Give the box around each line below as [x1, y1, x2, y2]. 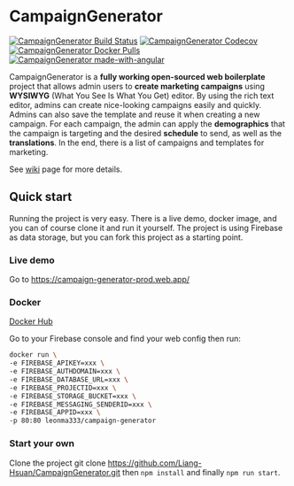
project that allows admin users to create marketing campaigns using [9, 81, 266, 91]
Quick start [9, 189, 73, 204]
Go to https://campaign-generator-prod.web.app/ [9, 274, 190, 285]
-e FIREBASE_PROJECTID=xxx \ [9, 383, 117, 392]
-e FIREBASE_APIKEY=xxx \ [9, 359, 104, 368]
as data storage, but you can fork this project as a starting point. [9, 232, 244, 243]
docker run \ [9, 351, 58, 359]
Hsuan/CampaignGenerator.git [9, 467, 121, 477]
